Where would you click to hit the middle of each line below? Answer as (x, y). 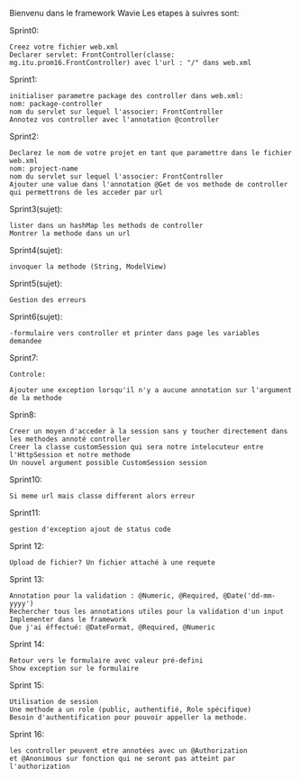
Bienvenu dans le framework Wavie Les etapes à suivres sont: (124, 13)
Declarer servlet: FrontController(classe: (92, 55)
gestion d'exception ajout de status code (90, 529)
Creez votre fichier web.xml (64, 47)
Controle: (28, 374)
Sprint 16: (27, 734)
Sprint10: (26, 480)
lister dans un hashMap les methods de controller (106, 225)
